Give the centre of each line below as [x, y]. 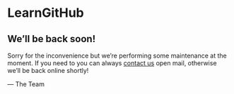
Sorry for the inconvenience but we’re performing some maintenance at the [117, 55]
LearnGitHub [46, 13]
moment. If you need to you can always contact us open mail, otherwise [112, 63]
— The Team [26, 84]
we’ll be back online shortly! [48, 70]
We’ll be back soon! [52, 39]
